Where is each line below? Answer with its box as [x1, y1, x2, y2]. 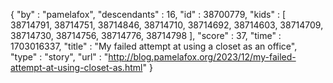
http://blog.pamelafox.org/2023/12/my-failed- [108, 51, 297, 63]
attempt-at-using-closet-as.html [10, 62, 143, 73]
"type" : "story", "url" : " [10, 51, 109, 63]
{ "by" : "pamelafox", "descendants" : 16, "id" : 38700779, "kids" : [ [10, 9, 287, 20]
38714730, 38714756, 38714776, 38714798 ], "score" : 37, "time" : [10, 30, 282, 41]
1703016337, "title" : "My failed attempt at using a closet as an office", [10, 40, 298, 52]
